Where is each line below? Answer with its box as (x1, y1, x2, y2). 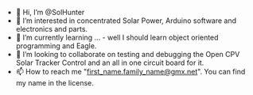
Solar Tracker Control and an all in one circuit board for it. (15, 58, 204, 67)
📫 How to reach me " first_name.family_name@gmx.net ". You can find (15, 67, 246, 76)
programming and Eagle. (15, 41, 97, 51)
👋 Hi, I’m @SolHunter (15, 8, 85, 17)
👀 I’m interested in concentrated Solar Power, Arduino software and (15, 16, 237, 25)
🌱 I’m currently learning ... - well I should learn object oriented (15, 32, 219, 42)
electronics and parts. (15, 25, 88, 33)
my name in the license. (15, 78, 94, 87)
